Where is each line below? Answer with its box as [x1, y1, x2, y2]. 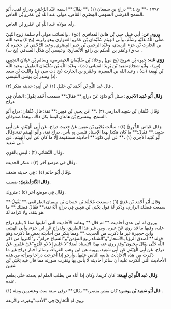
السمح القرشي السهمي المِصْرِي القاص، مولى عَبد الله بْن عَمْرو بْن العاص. [6, 11, 144, 17]
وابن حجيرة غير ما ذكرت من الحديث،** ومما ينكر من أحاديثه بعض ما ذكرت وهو [6, 230, 153, 236]
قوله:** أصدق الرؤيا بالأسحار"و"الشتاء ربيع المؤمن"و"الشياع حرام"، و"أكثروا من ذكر [6, 235, 163, 241]
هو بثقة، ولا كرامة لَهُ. [6, 209, 45, 215]
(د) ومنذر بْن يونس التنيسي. [6, 73, 58, 79]
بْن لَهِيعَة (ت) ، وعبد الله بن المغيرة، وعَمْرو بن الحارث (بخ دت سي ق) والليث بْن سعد [6, 68, 164, 74]
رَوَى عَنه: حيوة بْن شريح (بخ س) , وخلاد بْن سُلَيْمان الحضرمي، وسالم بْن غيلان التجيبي [6, 57, 164, 63]
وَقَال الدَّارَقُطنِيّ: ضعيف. [6, 179, 51, 185]
